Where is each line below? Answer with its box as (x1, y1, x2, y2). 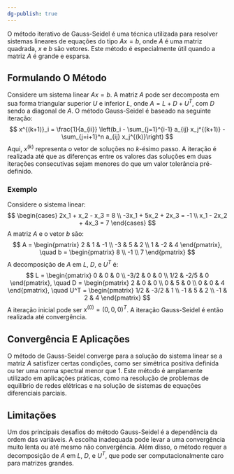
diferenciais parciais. (7, 389, 68, 398)
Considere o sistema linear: (7, 200, 86, 209)
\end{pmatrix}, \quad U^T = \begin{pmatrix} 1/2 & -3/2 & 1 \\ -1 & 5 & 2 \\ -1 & (7, 286, 228, 294)
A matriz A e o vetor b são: (7, 230, 84, 238)
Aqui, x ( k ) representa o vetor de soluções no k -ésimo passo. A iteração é (7, 144, 217, 153)
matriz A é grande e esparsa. (7, 52, 91, 60)
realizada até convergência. (7, 313, 87, 321)
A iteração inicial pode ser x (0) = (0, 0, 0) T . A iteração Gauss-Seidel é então (7, 304, 224, 314)
